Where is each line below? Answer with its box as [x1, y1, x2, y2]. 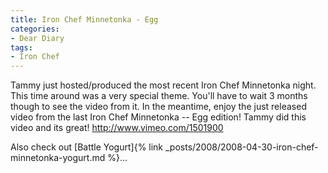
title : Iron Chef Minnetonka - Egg [10, 14, 159, 25]
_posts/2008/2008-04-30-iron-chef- [164, 141, 319, 153]
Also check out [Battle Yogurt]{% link [10, 141, 164, 153]
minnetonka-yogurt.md [10, 152, 106, 164]
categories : [10, 24, 60, 34]
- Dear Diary [10, 33, 65, 43]
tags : [10, 42, 33, 53]
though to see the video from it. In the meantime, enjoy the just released [10, 101, 307, 113]
